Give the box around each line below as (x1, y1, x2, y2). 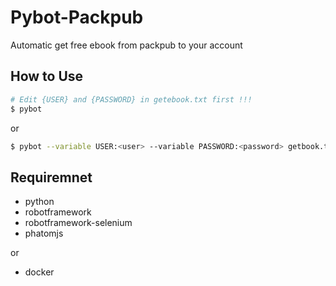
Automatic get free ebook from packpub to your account (10, 39, 243, 51)
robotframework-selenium (24, 217, 133, 229)
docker (24, 266, 55, 278)
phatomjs (24, 227, 64, 240)
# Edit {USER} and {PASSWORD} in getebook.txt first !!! (10, 94, 253, 105)
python (24, 196, 55, 208)
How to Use (10, 68, 84, 85)
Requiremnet (10, 169, 93, 186)
